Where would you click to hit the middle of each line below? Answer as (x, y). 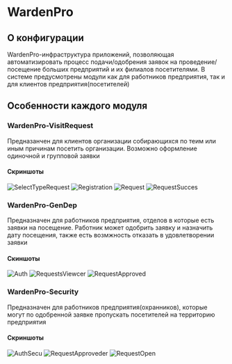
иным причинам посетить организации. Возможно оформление (102, 148)
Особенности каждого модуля (77, 106)
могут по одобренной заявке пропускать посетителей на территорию (111, 315)
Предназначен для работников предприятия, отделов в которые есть (111, 221)
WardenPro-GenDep (42, 205)
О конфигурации (46, 38)
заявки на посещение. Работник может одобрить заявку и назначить (110, 228)
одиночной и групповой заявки (54, 156)
